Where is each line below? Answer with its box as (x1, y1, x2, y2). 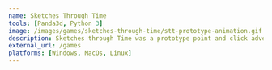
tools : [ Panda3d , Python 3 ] (8, 19, 104, 27)
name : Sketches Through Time (8, 11, 107, 20)
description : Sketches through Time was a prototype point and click (8, 34, 249, 43)
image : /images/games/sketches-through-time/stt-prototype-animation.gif (8, 27, 263, 35)
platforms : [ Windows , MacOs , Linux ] (8, 49, 132, 57)
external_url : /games (8, 42, 82, 50)
